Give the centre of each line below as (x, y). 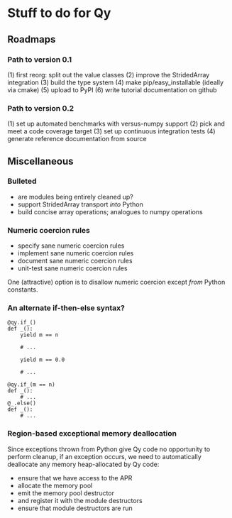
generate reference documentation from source (77, 139)
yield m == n (39, 335)
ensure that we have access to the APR (75, 478)
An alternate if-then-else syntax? (66, 308)
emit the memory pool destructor (66, 493)
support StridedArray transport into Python (80, 204)
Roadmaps (32, 39)
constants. (23, 290)
